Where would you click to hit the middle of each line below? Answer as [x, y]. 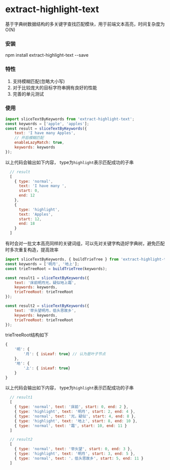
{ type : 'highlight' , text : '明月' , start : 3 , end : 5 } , [75, 454]
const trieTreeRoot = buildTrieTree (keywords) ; [56, 269]
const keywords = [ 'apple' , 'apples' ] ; [47, 124]
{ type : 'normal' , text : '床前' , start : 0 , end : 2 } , [72, 407]
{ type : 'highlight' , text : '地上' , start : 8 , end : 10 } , [76, 421]
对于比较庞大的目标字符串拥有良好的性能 [55, 88]
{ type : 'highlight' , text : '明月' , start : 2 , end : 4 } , [75, 412]
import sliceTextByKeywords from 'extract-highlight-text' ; [70, 119]
